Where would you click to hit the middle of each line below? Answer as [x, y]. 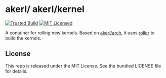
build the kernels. [23, 38]
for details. [16, 71]
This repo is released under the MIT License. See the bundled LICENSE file [83, 65]
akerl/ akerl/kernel [45, 9]
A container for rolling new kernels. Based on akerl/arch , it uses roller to [80, 32]
